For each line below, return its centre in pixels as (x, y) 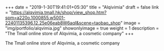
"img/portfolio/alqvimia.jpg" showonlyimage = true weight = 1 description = (82, 28)
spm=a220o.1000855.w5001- (35, 18)
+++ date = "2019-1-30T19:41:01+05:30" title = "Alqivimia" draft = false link (82, 7)
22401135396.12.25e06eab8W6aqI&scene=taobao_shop (63, 23)
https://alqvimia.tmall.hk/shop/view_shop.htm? (59, 12)
